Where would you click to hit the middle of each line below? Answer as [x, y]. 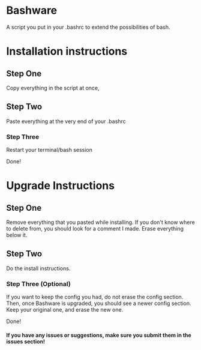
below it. [17, 235]
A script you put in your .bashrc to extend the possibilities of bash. [88, 27]
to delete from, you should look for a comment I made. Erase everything [95, 229]
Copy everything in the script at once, [53, 88]
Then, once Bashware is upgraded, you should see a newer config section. [99, 303]
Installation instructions [67, 51]
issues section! [26, 341]
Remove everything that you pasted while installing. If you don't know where [100, 222]
